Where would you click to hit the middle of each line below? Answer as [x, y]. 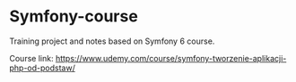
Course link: [31, 58]
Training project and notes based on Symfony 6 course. [112, 41]
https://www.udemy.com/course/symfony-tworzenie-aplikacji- [171, 58]
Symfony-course [74, 16]
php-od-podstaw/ [43, 68]
